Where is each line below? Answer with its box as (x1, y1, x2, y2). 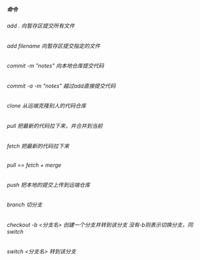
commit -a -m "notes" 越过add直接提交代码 (7, 82, 116, 90)
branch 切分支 (7, 201, 43, 208)
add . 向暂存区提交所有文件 (7, 22, 75, 29)
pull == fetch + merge (7, 161, 61, 169)
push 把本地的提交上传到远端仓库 (7, 181, 91, 188)
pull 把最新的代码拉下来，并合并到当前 (7, 122, 103, 130)
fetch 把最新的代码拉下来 (7, 142, 69, 149)
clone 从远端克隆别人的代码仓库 (7, 102, 87, 110)
